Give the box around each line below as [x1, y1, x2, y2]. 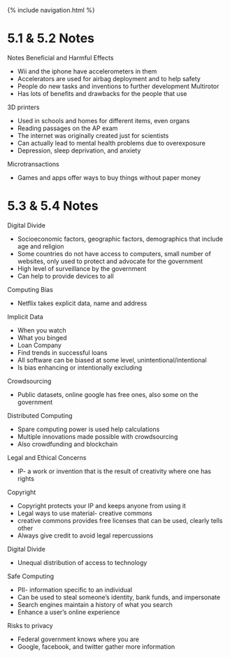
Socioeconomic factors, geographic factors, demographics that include [17, 234, 224, 243]
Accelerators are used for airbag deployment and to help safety [17, 74, 201, 83]
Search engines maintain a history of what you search [17, 600, 173, 608]
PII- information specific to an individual [17, 585, 133, 594]
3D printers [7, 103, 40, 111]
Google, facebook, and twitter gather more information [17, 642, 175, 650]
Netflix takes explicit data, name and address [17, 299, 148, 307]
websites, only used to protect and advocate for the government [17, 257, 203, 265]
